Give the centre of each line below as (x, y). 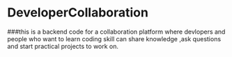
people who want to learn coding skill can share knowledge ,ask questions (114, 38)
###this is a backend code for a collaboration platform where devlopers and (116, 32)
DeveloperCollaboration (78, 13)
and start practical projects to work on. (63, 46)
